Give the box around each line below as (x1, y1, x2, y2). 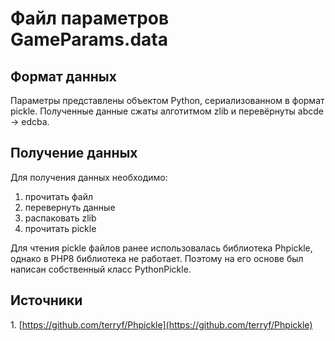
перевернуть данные (24, 201, 116, 213)
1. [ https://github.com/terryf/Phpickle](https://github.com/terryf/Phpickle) (10, 318, 313, 331)
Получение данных (10, 145, 138, 162)
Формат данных (10, 68, 117, 85)
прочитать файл (24, 190, 94, 202)
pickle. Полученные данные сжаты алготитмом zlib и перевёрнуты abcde (10, 105, 324, 117)
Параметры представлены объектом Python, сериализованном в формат (10, 95, 325, 106)
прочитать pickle (24, 222, 97, 234)
